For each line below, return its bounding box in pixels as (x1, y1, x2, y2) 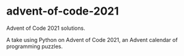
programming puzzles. (6, 43, 63, 50)
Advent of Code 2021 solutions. (6, 24, 85, 32)
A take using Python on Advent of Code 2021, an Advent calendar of (6, 36, 178, 43)
